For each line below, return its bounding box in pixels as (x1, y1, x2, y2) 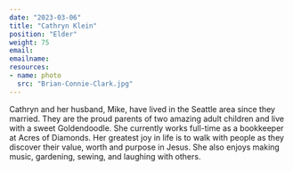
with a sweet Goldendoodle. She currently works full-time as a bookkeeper (9, 122, 284, 134)
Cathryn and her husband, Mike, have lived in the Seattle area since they (9, 103, 276, 114)
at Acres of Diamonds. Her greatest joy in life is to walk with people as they (9, 132, 285, 142)
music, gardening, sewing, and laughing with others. (9, 151, 201, 161)
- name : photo (9, 71, 62, 80)
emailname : (9, 54, 50, 63)
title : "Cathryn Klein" (9, 21, 98, 30)
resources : (9, 63, 50, 72)
